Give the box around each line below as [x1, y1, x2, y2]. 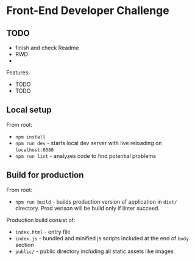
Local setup [6, 105, 52, 115]
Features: [6, 69, 30, 76]
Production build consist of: [6, 216, 76, 223]
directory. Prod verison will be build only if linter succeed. [15, 204, 160, 212]
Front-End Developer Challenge [6, 4, 169, 18]
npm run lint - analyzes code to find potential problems [15, 152, 157, 159]
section [15, 241, 34, 248]
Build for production [6, 170, 84, 181]
